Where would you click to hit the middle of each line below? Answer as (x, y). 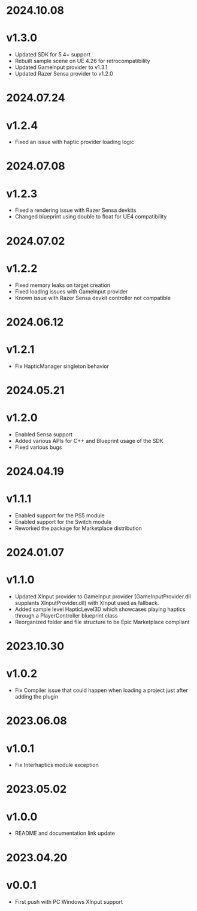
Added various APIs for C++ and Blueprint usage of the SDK (89, 440)
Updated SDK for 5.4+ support (53, 55)
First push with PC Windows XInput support (69, 901)
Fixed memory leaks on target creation (63, 285)
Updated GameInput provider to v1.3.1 (61, 67)
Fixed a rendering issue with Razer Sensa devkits (75, 210)
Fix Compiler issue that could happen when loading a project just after (101, 690)
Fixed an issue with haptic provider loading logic (75, 142)
